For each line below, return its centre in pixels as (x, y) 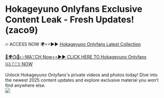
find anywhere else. (25, 85)
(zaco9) (22, 30)
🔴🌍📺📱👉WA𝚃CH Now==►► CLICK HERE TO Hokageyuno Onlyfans (76, 57)
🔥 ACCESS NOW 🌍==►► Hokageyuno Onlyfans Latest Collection (73, 44)
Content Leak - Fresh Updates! (70, 20)
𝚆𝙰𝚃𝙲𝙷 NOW (19, 64)
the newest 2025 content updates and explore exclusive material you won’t (82, 80)
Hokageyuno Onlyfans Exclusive (74, 9)
